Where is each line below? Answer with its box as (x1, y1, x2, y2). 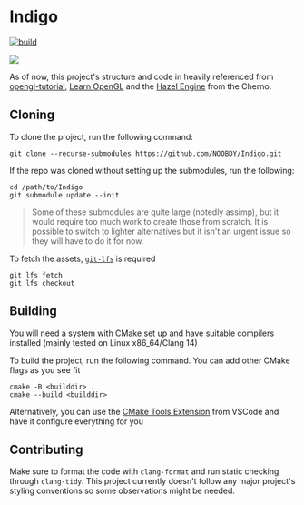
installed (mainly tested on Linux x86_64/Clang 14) (9, 337, 198, 348)
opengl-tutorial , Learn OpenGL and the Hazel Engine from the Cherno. (9, 80, 272, 92)
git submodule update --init (9, 190, 120, 199)
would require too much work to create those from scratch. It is (31, 216, 269, 227)
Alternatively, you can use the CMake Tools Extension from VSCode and (9, 406, 279, 417)
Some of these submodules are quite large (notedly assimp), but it (31, 207, 279, 217)
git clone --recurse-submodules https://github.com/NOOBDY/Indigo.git (9, 148, 282, 158)
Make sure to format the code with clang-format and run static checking (9, 466, 279, 477)
